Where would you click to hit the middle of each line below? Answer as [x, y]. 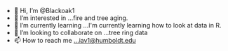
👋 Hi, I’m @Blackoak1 [44, 11]
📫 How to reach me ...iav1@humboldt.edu [75, 40]
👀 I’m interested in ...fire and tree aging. [71, 18]
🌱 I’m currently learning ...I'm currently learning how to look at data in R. [118, 25]
